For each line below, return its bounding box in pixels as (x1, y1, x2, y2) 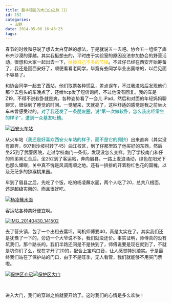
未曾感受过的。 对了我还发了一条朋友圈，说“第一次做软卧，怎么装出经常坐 (9, 108, 165, 114)
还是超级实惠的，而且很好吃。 (5, 186, 68, 192)
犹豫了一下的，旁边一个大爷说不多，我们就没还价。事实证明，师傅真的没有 (9, 235, 167, 241)
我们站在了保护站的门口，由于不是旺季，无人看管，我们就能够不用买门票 (9, 254, 162, 260)
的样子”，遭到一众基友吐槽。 (5, 115, 66, 120)
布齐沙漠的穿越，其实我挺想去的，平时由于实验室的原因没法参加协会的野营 (5, 52, 162, 58)
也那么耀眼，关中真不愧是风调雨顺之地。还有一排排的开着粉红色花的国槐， (5, 162, 162, 168)
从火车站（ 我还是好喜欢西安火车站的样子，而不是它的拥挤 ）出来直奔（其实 (5, 136, 162, 143)
